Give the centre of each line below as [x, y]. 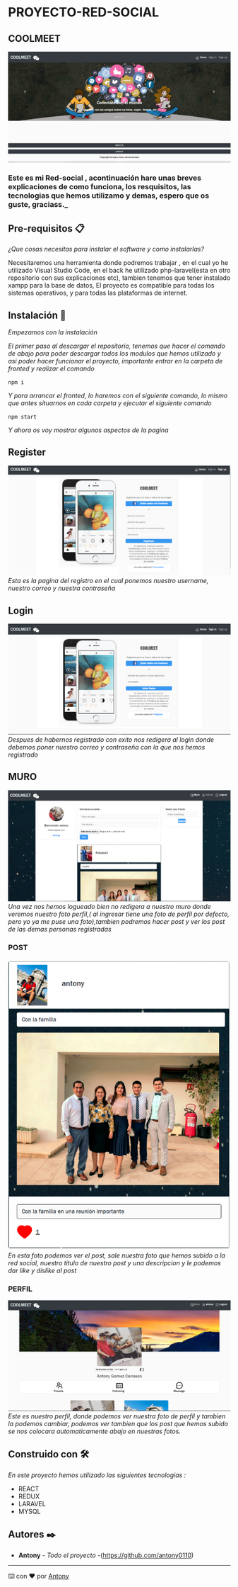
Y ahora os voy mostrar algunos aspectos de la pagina [88, 430]
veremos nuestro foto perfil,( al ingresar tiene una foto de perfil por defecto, [119, 914]
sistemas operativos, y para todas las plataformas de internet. [98, 293]
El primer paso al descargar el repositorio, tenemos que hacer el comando [117, 346]
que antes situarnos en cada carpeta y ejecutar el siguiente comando [110, 403]
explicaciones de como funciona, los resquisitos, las [100, 187]
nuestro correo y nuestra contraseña [62, 588]
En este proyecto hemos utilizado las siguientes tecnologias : [97, 1475]
